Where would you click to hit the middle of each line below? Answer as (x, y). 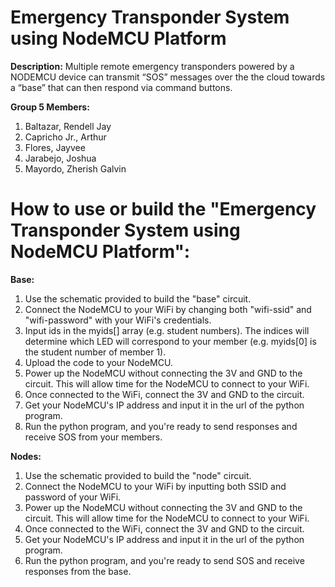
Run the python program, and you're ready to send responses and (161, 426)
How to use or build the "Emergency (163, 209)
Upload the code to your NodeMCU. (98, 362)
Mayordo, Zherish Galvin (75, 168)
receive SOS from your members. (93, 437)
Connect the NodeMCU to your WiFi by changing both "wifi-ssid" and (168, 309)
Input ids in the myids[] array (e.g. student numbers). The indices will (167, 330)
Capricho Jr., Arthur (65, 137)
